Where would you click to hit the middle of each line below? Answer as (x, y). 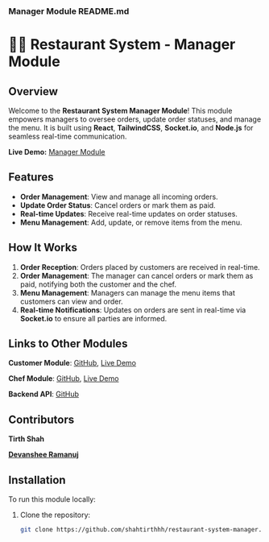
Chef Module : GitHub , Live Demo (64, 379)
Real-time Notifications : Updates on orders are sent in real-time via (133, 310)
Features (31, 178)
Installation (37, 480)
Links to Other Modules (68, 343)
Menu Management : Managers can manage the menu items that (127, 292)
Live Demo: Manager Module (57, 151)
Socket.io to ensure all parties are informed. (93, 318)
